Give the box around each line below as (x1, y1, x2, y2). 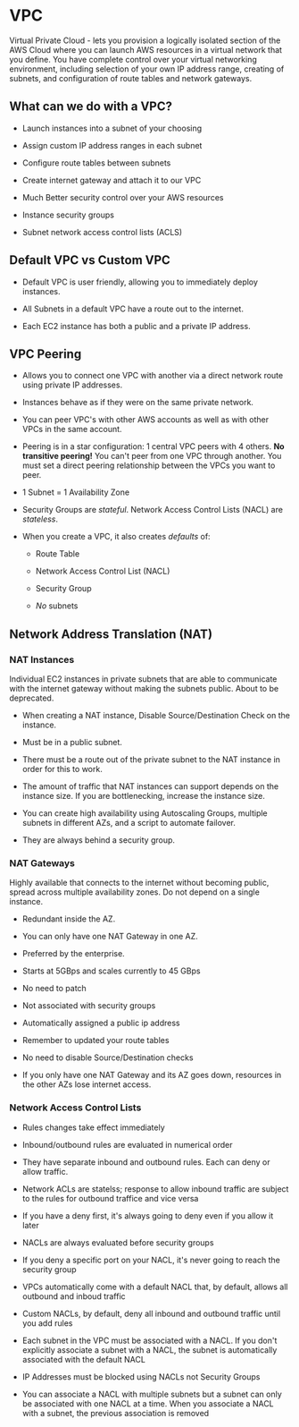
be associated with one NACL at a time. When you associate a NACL (21, 1397, 274, 1409)
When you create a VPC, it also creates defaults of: (21, 531, 212, 542)
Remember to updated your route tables (21, 1035, 170, 1046)
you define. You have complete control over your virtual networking (9, 54, 257, 64)
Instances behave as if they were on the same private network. (21, 397, 254, 408)
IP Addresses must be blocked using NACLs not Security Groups (21, 1371, 261, 1382)
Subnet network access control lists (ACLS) (21, 226, 183, 237)
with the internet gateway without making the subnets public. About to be (9, 684, 279, 694)
